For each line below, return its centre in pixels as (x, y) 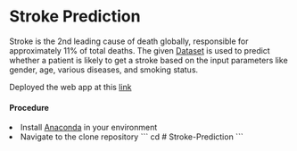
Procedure (29, 107)
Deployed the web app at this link (70, 87)
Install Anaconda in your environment (89, 128)
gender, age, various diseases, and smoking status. (104, 70)
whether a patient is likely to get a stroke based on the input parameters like (148, 60)
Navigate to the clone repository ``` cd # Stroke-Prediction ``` (132, 137)
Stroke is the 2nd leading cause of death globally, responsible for (129, 41)
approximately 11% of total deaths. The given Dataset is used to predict (140, 50)
